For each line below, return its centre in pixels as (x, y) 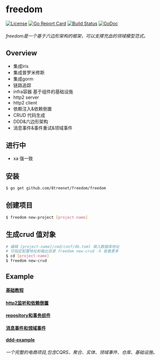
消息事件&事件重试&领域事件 (43, 128)
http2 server (26, 97)
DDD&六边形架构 (31, 121)
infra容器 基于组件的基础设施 (43, 91)
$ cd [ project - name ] (28, 256)
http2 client (25, 102)
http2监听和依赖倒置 (27, 303)
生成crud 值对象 (31, 234)
